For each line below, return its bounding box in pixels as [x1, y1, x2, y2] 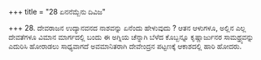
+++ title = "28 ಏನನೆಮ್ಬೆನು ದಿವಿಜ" [8, 7, 106, 16]
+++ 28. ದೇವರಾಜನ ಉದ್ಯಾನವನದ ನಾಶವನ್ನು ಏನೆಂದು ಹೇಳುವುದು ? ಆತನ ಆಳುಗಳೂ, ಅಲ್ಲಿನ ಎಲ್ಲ [8, 24, 246, 32]
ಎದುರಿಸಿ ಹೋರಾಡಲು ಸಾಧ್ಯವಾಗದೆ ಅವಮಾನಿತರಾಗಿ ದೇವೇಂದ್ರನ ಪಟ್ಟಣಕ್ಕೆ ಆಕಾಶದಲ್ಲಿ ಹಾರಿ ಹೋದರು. [8, 41, 242, 51]
